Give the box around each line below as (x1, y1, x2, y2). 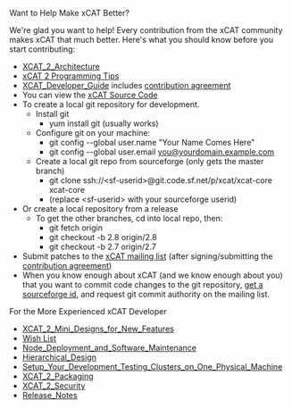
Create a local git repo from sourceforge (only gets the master (35, 156, 264, 166)
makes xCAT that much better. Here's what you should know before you (9, 35, 274, 45)
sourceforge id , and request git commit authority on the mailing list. (21, 289, 271, 299)
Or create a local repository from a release (21, 204, 179, 213)
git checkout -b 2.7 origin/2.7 (48, 241, 156, 252)
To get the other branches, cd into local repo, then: (35, 213, 223, 223)
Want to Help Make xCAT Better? (9, 8, 129, 18)
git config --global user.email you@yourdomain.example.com (48, 146, 275, 157)
